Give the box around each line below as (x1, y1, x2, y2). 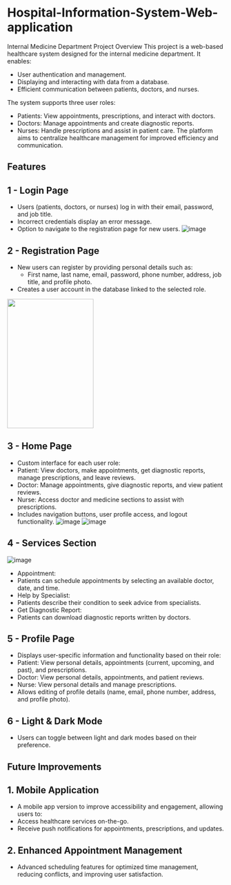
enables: (7, 57, 32, 65)
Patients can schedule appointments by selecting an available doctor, (17, 576, 214, 584)
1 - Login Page (7, 184, 69, 196)
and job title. (17, 210, 53, 219)
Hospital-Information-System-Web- (7, 5, 219, 21)
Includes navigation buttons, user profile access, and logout (17, 510, 188, 518)
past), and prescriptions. (17, 666, 88, 674)
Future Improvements (7, 761, 102, 773)
